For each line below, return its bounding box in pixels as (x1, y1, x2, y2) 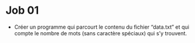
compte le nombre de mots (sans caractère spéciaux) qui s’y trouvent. (14, 29, 187, 36)
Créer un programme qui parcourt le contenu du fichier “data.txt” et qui (14, 23, 190, 30)
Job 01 (5, 4, 39, 17)
